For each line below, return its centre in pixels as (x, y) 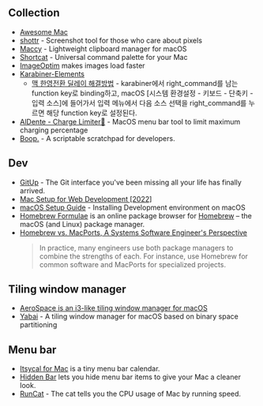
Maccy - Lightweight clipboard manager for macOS (103, 48)
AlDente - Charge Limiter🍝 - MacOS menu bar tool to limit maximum (130, 121)
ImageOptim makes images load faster (82, 65)
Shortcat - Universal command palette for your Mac (103, 57)
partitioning (38, 325)
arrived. (32, 190)
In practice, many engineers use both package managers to (136, 248)
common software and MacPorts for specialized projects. (133, 264)
